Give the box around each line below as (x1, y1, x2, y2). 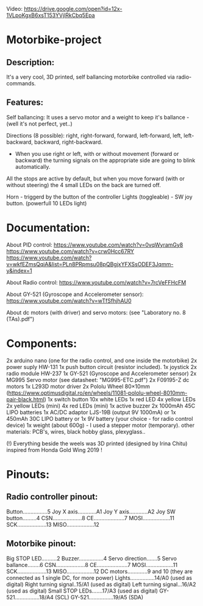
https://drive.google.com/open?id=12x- (24, 5, 123, 12)
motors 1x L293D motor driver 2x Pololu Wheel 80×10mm (6, 382, 151, 390)
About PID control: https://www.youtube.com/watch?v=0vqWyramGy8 (6, 241, 183, 248)
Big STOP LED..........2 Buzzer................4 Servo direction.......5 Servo (6, 554, 177, 562)
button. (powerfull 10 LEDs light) (6, 199, 87, 206)
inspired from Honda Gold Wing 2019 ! (6, 446, 102, 453)
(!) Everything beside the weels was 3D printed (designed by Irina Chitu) (6, 440, 188, 447)
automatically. (15, 163, 51, 170)
